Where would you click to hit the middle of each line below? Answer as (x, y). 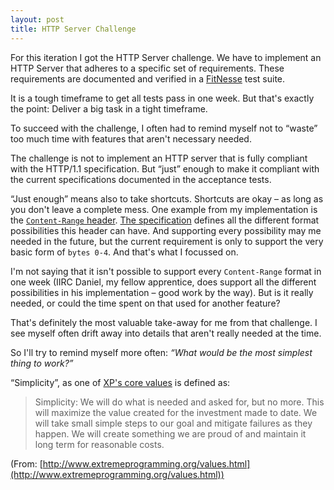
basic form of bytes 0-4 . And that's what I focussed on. (124, 252)
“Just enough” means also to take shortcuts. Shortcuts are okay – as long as (167, 198)
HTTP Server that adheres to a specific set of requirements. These (147, 68)
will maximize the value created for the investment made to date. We (176, 412)
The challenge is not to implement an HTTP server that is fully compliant (159, 158)
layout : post (37, 19)
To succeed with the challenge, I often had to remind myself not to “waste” (164, 128)
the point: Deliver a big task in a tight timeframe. (109, 108)
